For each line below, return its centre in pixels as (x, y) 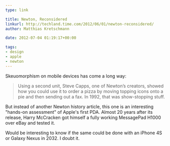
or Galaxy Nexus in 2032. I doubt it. (43, 138)
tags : (11, 47)
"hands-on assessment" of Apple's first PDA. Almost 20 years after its (79, 112)
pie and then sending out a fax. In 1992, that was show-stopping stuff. (91, 96)
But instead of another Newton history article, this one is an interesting (80, 106)
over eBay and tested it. (30, 123)
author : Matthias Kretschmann (38, 29)
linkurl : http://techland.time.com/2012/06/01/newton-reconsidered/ (80, 24)
